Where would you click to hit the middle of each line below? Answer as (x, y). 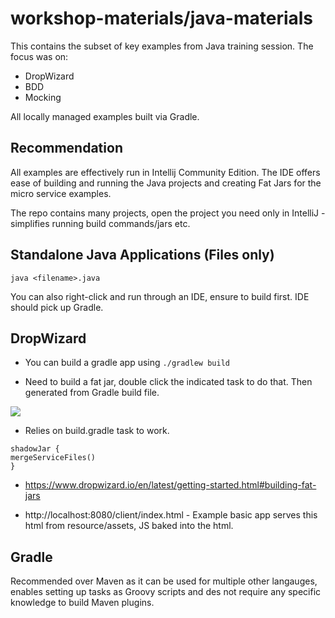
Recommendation (66, 148)
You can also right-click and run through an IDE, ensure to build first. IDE (160, 296)
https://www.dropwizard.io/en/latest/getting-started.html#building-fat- (170, 485)
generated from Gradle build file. (92, 393)
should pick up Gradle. (57, 307)
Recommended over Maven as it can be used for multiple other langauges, (164, 581)
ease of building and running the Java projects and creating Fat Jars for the (166, 183)
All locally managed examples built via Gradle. (105, 116)
